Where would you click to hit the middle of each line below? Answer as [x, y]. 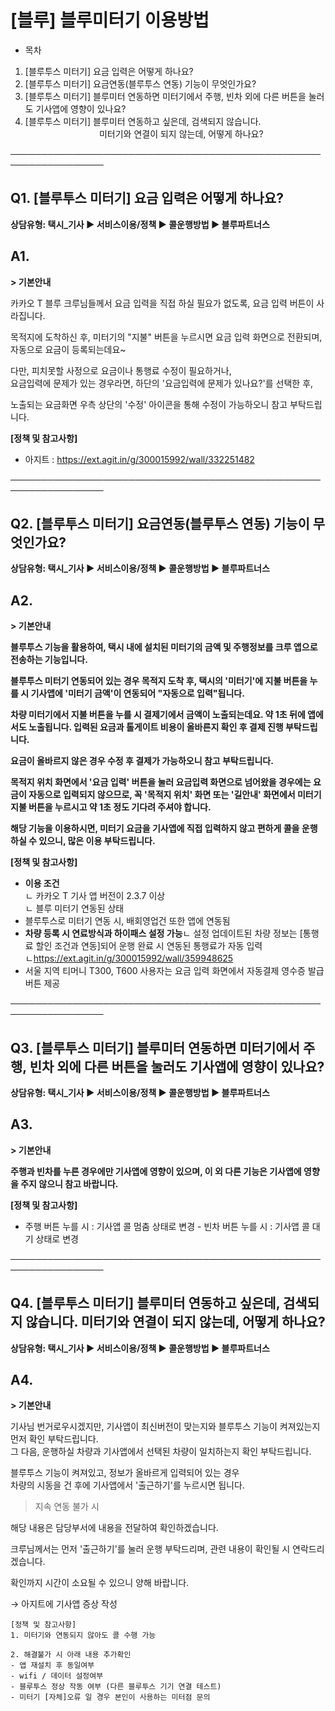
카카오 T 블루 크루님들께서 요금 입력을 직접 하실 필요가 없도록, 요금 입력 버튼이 [162, 303]
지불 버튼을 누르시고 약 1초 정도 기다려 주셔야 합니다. [111, 807]
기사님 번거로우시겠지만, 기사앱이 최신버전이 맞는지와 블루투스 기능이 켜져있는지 [165, 1427]
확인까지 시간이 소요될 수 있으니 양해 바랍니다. [100, 1583]
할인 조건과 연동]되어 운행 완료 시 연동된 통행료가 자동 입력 [149, 946]
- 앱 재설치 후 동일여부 [52, 1666]
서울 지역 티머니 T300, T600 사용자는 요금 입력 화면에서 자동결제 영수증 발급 [174, 971]
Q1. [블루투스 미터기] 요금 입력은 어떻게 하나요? [147, 198]
